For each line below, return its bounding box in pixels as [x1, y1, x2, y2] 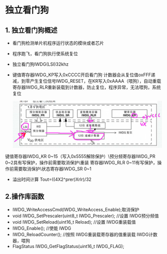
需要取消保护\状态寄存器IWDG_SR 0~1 [13, 166, 92, 172]
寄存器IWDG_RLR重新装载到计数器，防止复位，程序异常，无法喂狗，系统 [12, 84, 161, 90]
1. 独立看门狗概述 [5, 26, 58, 34]
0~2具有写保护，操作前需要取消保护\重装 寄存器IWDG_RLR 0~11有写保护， [5, 160, 158, 165]
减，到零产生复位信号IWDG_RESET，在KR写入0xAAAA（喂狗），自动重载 [12, 78, 162, 84]
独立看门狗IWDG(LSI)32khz [12, 61, 69, 67]
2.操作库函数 [5, 192, 45, 201]
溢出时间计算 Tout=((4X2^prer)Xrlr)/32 [12, 176, 92, 182]
